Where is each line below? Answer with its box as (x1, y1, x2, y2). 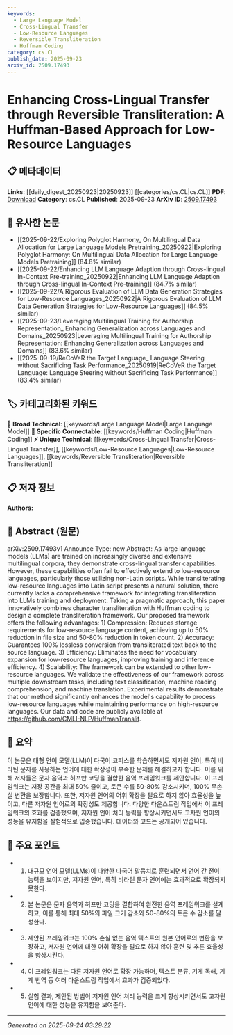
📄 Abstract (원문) (7, 526, 80, 538)
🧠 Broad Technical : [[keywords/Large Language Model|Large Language (7, 420, 213, 428)
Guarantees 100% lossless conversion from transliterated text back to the (7, 641, 217, 649)
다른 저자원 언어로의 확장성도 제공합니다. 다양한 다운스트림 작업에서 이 (21, 799, 211, 808)
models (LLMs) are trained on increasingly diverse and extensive (7, 552, 192, 560)
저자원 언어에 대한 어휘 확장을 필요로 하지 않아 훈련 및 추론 (48, 942, 205, 950)
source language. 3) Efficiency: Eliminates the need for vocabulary (7, 648, 198, 656)
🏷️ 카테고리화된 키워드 (7, 398, 98, 410)
